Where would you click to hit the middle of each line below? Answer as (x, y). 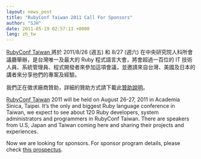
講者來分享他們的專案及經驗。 (43, 75)
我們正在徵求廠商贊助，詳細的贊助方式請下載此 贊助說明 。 (77, 87)
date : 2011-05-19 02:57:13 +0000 (48, 29)
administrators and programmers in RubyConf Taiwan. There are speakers (98, 119)
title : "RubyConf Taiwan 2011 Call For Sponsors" (70, 17)
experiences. (22, 132)
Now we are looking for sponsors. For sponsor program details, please (93, 143)
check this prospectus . (34, 150)
